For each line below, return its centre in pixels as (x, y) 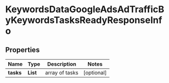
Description (62, 64)
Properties (23, 50)
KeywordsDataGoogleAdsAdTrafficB (85, 9)
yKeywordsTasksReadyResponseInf (84, 20)
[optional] (95, 73)
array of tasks (62, 73)
